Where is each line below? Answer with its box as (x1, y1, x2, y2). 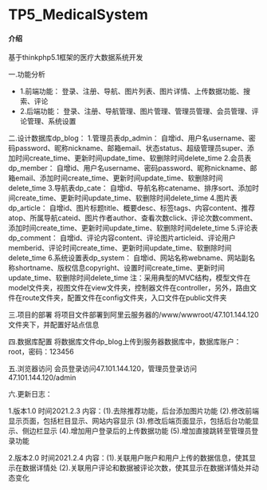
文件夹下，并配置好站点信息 (8, 320, 100, 330)
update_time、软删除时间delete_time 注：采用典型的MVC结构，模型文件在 (8, 273, 251, 283)
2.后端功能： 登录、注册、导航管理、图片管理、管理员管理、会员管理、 (19, 106, 253, 117)
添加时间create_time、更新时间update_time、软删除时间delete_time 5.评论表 (8, 223, 258, 233)
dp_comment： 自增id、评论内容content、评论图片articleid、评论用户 (8, 233, 237, 243)
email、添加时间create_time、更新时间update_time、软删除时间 (14, 173, 223, 183)
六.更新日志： (8, 389, 53, 399)
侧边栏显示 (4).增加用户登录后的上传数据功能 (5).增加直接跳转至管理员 (22, 426, 252, 436)
